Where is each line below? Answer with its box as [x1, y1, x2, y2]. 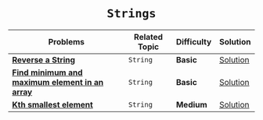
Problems [48, 36, 85, 47]
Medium [175, 99, 207, 110]
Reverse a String [12, 54, 76, 65]
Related [134, 31, 163, 42]
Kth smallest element [12, 99, 94, 110]
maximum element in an [12, 76, 104, 87]
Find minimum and [12, 67, 84, 78]
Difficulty [175, 36, 212, 47]
